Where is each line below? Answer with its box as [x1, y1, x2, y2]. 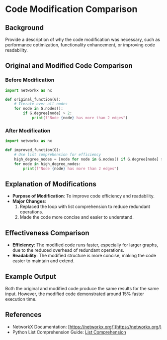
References [5, 311, 42, 319]
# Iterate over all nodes [14, 101, 68, 107]
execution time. [5, 296, 37, 302]
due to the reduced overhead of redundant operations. [12, 247, 124, 253]
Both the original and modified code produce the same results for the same [5, 285, 159, 291]
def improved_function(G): [5, 148, 61, 153]
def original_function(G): [5, 97, 61, 102]
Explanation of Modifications [5, 179, 97, 188]
